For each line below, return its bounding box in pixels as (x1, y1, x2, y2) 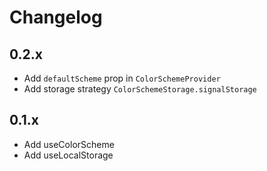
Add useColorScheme (23, 138, 115, 150)
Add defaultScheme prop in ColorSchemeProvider (23, 72, 221, 84)
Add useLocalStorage (23, 149, 114, 161)
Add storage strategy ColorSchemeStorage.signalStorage (23, 83, 257, 95)
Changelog (9, 6, 103, 29)
